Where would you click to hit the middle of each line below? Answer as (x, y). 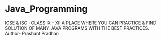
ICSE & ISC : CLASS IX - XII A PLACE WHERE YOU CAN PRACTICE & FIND (81, 23)
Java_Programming (47, 9)
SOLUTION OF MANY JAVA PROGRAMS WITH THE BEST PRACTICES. (77, 28)
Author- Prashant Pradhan (32, 33)
